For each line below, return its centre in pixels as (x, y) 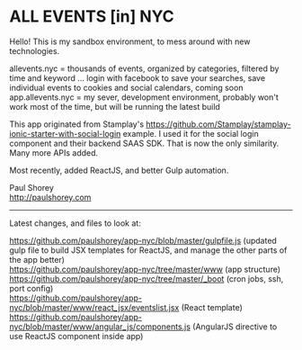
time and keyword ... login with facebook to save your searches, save (138, 77)
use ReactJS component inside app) (76, 336)
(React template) (212, 307)
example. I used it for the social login (191, 133)
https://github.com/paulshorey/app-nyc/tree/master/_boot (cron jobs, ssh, (147, 278)
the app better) (37, 259)
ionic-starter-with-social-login (65, 133)
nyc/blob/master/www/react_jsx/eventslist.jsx (94, 307)
